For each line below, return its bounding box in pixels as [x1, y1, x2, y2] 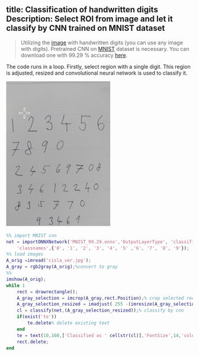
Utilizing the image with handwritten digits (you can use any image [20, 39, 184, 46]
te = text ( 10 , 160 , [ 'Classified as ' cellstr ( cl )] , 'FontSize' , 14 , [17, 332, 182, 338]
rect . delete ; [17, 339, 49, 345]
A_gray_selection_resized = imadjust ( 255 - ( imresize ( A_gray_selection [17, 302, 197, 307]
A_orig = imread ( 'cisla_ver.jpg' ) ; [6, 258, 92, 264]
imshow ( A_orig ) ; [6, 276, 46, 282]
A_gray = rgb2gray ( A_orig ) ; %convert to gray [6, 264, 118, 270]
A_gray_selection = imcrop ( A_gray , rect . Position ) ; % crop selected [17, 295, 184, 301]
